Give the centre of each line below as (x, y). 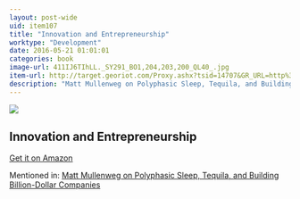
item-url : (28, 76)
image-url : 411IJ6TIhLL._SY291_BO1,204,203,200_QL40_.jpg (119, 68)
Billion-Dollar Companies (55, 185)
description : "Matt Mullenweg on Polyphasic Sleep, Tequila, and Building (151, 84)
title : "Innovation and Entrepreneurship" (89, 34)
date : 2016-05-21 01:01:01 (59, 51)
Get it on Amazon (41, 158)
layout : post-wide (43, 17)
